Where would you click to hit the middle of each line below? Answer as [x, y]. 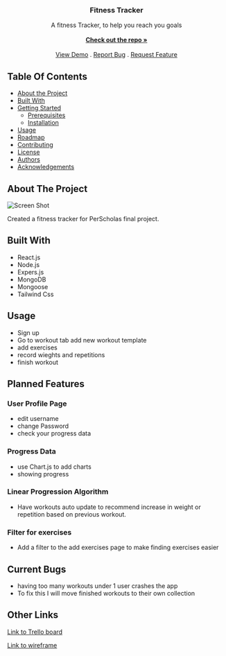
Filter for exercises [40, 532]
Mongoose [33, 286]
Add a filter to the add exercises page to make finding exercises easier [118, 547]
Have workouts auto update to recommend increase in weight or [109, 507]
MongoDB [32, 279]
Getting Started [39, 108]
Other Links [33, 615]
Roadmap [31, 137]
